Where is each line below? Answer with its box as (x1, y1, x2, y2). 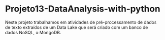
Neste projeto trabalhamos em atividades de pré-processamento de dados (5, 19, 157, 25)
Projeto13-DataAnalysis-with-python (5, 3, 161, 14)
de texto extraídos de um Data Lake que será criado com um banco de (5, 24, 148, 30)
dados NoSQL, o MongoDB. (5, 29, 62, 35)
